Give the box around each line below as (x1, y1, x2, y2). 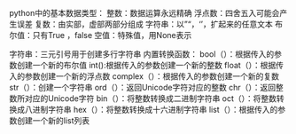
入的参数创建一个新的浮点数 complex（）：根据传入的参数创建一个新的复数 (9, 71, 280, 82)
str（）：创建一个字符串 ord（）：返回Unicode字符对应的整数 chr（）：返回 (9, 83, 277, 92)
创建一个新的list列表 (16, 115, 90, 126)
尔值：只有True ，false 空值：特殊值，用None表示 (9, 30, 192, 40)
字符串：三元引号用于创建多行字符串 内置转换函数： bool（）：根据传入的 (9, 49, 275, 59)
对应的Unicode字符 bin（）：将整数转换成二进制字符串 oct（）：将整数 (24, 93, 277, 104)
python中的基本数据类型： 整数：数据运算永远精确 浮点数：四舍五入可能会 (9, 8, 280, 18)
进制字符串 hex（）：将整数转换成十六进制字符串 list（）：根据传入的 (32, 105, 278, 114)
